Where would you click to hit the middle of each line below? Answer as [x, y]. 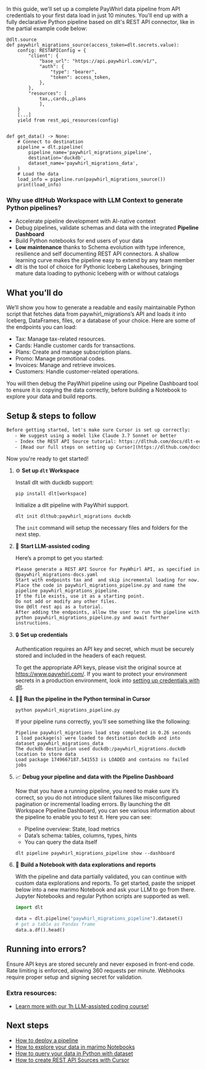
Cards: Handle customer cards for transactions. [75, 346]
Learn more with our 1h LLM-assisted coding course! [82, 1006]
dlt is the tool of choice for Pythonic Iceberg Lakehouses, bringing [99, 267]
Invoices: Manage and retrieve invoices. [66, 365]
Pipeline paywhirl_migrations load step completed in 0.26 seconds [103, 733]
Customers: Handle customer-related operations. [77, 371]
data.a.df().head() [40, 930]
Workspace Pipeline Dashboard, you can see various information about [105, 810]
